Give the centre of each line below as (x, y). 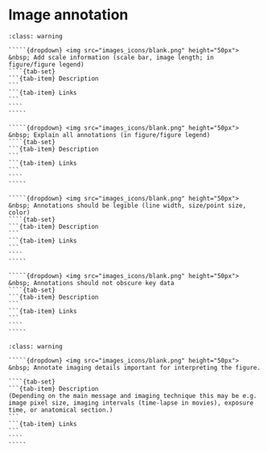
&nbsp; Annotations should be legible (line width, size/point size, (128, 205)
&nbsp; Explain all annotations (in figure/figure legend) (109, 135)
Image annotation (68, 15)
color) (19, 212)
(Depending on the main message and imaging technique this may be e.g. (133, 396)
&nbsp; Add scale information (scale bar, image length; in (111, 57)
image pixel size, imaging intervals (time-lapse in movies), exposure (131, 403)
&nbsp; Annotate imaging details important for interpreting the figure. (135, 367)
